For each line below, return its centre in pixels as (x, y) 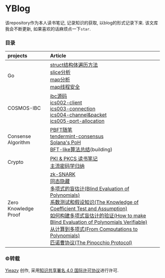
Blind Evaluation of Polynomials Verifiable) (99, 222)
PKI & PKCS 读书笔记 (74, 159)
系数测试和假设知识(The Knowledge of (94, 202)
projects (18, 56)
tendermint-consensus (77, 136)
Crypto (15, 162)
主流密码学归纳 (67, 166)
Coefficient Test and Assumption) (89, 209)
